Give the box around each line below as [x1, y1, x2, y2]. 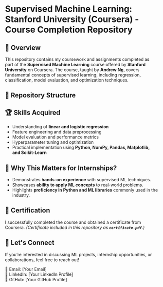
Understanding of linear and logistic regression [12, 124, 109, 130]
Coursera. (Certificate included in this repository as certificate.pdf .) [5, 224, 145, 230]
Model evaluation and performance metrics [12, 134, 99, 140]
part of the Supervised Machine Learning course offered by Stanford [5, 62, 146, 67]
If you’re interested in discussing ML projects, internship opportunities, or [5, 251, 152, 257]
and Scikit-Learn [12, 150, 47, 155]
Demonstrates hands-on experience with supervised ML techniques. [12, 177, 152, 183]
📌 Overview [5, 43, 41, 52]
